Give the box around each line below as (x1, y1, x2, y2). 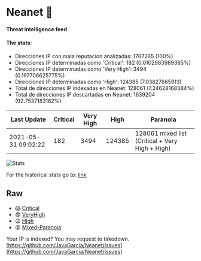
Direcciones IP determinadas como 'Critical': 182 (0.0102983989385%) (14, 59, 191, 66)
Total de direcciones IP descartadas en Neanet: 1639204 (14, 91, 156, 98)
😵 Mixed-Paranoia (14, 223, 62, 230)
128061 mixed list (135, 129, 187, 137)
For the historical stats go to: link (6, 171, 87, 178)
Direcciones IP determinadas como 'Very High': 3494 (14, 65, 147, 73)
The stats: (6, 39, 32, 47)
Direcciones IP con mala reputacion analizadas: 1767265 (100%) (14, 52, 173, 59)
